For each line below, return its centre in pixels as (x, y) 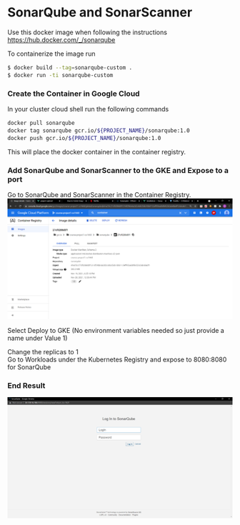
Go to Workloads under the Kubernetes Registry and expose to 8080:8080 (117, 360)
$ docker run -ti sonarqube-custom (60, 75)
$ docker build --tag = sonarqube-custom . (70, 67)
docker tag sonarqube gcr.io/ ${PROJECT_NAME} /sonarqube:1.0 (99, 130)
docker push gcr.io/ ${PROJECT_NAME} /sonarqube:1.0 (84, 138)
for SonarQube (29, 367)
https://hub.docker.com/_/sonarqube (61, 39)
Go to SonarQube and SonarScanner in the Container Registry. (99, 194)
